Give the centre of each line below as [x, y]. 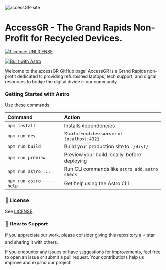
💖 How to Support [27, 224]
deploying [76, 161]
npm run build [24, 147]
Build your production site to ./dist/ [106, 147]
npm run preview [27, 158]
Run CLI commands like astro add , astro [111, 169]
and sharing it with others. [32, 242]
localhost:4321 [82, 139]
